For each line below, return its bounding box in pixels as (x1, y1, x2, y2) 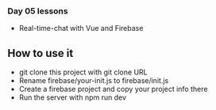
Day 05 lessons (7, 6, 68, 17)
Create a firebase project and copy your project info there (18, 85, 208, 94)
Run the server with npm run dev (18, 93, 127, 102)
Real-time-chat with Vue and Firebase (18, 24, 144, 33)
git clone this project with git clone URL (18, 67, 148, 77)
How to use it (7, 46, 74, 60)
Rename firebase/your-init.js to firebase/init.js (18, 76, 169, 85)
